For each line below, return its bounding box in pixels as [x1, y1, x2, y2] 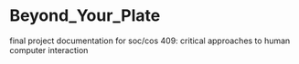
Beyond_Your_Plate [9, 5, 161, 26]
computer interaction [9, 44, 89, 55]
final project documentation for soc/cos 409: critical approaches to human [9, 35, 291, 46]
